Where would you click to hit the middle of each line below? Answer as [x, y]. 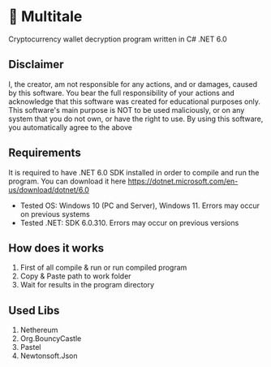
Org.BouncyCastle [51, 339]
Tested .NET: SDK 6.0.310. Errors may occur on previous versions [129, 222]
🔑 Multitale [45, 17]
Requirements [45, 153]
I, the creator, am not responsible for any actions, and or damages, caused [133, 84]
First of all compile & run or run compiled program [103, 268]
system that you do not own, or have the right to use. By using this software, [136, 119]
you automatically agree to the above [70, 127]
